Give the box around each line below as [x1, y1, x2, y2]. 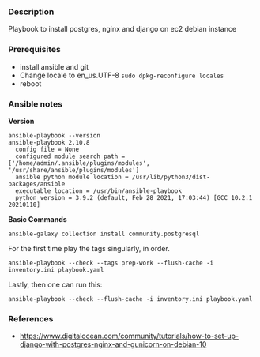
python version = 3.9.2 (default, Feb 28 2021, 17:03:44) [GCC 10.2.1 [15, 194, 253, 201]
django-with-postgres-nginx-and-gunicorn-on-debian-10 [19, 340, 207, 349]
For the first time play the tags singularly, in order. [8, 243, 170, 253]
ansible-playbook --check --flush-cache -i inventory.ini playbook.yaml [8, 295, 253, 303]
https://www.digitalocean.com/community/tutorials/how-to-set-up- [19, 331, 239, 341]
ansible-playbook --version [8, 131, 101, 140]
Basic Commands [8, 214, 67, 224]
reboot [19, 78, 42, 88]
